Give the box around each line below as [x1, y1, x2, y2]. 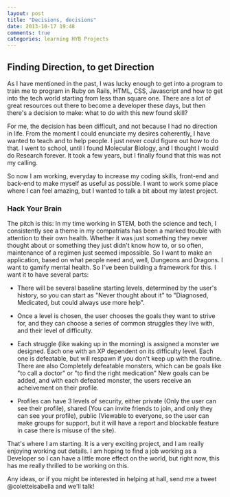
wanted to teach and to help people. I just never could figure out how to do [7, 136, 218, 145]
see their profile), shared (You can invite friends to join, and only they [16, 404, 213, 413]
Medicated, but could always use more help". [16, 299, 146, 307]
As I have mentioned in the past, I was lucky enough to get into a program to [7, 79, 223, 87]
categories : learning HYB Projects [7, 36, 109, 43]
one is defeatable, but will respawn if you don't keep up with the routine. [16, 355, 222, 363]
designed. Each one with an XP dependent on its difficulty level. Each [16, 347, 214, 355]
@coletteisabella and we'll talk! [7, 483, 95, 491]
